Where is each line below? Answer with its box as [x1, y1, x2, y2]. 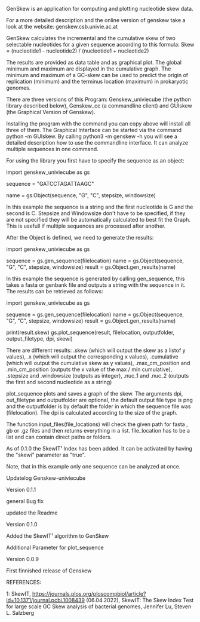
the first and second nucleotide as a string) [6, 379, 112, 385]
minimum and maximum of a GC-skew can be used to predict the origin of [6, 72, 189, 78]
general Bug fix [6, 498, 44, 504]
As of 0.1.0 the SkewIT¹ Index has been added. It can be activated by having [6, 445, 193, 452]
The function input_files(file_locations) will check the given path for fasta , [6, 421, 188, 428]
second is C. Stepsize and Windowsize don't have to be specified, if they [6, 210, 186, 217]
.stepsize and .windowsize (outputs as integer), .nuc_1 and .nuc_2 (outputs [6, 372, 189, 379]
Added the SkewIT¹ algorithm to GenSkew [6, 532, 109, 540]
